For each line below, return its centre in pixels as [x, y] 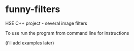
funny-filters [33, 9]
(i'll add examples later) [30, 43]
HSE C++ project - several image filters [46, 23]
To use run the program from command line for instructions [67, 33]
